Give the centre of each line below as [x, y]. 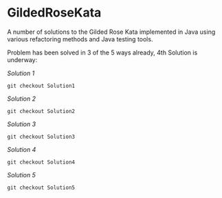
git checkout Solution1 [41, 86]
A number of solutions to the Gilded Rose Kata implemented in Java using [111, 32]
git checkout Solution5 [41, 188]
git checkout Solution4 [41, 162]
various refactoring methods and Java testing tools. [80, 39]
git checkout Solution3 [41, 137]
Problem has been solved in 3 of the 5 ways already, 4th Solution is [102, 52]
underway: [22, 59]
